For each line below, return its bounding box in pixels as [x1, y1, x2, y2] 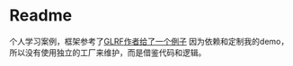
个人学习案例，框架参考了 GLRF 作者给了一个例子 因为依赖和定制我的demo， [9, 36, 289, 46]
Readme [9, 5, 73, 26]
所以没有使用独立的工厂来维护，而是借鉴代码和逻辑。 [9, 46, 207, 58]
